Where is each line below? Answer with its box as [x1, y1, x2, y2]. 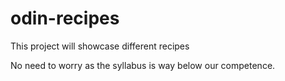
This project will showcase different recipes [10, 40, 190, 52]
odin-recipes [10, 7, 120, 30]
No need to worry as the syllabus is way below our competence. [10, 59, 276, 71]
